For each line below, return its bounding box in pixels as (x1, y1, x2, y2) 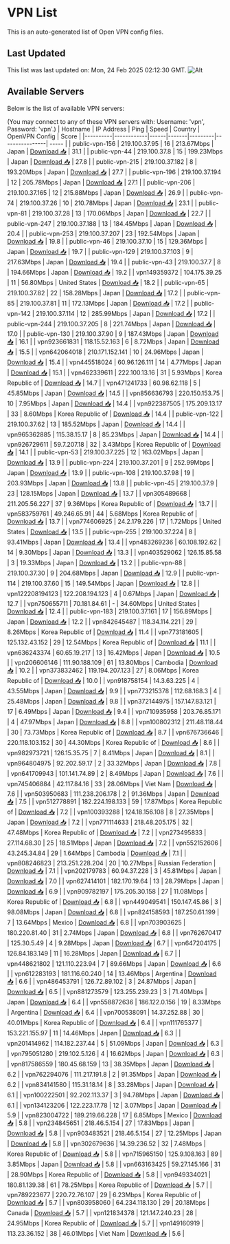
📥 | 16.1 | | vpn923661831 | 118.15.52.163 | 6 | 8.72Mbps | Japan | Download (7, 337, 220, 346)
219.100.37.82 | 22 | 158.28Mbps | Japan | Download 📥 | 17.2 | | (7, 288, 186, 297)
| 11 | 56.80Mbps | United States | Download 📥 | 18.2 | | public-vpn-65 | (7, 278, 209, 286)
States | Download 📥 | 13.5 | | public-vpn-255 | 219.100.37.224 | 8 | (7, 527, 197, 536)
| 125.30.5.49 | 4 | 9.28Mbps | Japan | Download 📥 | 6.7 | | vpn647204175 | (7, 938, 221, 947)
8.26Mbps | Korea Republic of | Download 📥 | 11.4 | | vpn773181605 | (7, 628, 203, 636)
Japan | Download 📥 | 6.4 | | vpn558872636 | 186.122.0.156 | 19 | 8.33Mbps (7, 998, 222, 1006)
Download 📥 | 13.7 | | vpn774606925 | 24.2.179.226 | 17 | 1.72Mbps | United (7, 517, 222, 525)
